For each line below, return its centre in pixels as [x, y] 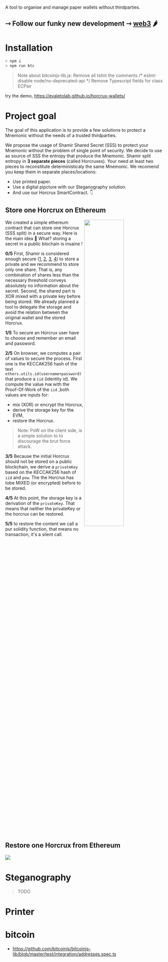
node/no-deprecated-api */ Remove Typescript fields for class [98, 81]
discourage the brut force [44, 441]
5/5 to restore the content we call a [42, 523]
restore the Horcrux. [33, 420]
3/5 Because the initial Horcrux [37, 456]
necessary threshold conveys [36, 280]
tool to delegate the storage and [38, 307]
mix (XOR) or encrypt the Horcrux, [48, 405]
